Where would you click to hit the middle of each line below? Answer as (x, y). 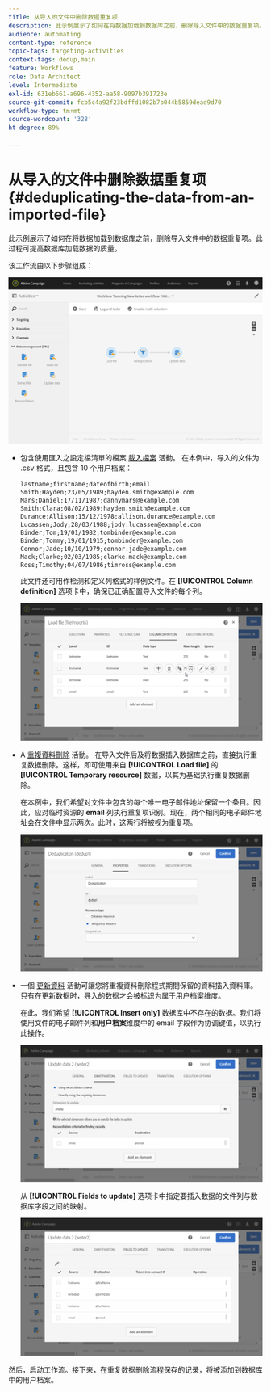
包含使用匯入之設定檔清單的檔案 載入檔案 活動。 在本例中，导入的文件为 (140, 458)
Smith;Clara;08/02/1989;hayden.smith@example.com (105, 509)
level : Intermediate (43, 85)
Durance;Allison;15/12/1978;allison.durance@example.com (118, 517)
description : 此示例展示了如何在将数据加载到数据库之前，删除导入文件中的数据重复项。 (137, 25)
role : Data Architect (45, 77)
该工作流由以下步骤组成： (51, 265)
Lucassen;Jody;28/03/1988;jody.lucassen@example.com (110, 525)
